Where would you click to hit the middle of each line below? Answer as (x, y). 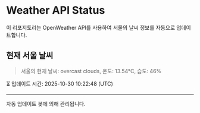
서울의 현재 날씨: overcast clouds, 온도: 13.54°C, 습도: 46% (91, 71)
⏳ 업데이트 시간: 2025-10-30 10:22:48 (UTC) (60, 83)
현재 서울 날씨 (30, 56)
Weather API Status (56, 10)
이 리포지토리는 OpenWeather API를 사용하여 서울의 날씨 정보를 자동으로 (91, 27)
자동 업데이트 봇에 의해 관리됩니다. (46, 103)
